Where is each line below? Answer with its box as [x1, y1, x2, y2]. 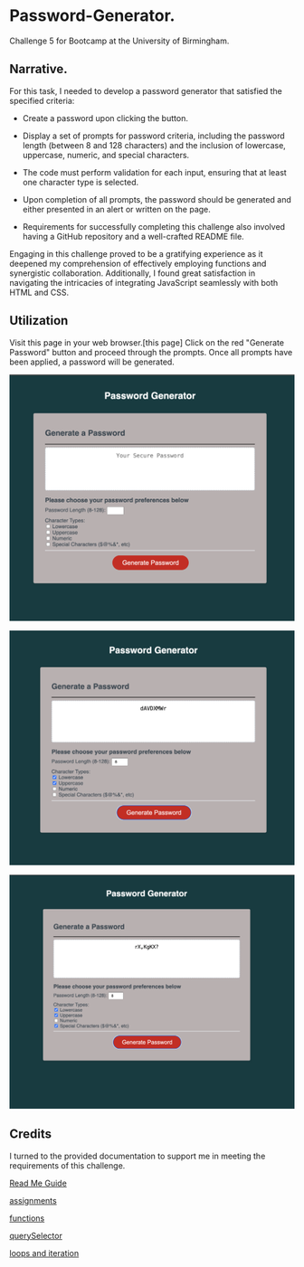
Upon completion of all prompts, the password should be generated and [22, 194, 291, 204]
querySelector [9, 1230, 63, 1241]
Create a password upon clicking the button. [22, 112, 188, 123]
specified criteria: [9, 95, 75, 106]
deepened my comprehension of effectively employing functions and [9, 258, 267, 269]
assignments [9, 1195, 57, 1206]
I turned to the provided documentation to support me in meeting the [9, 1150, 266, 1161]
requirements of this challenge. [9, 1159, 126, 1171]
